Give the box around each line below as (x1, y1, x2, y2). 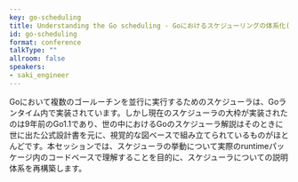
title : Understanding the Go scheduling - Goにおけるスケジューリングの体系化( (9, 21, 291, 30)
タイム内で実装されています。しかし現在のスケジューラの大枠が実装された (16, 107, 288, 118)
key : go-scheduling (9, 12, 82, 22)
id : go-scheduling (9, 29, 77, 38)
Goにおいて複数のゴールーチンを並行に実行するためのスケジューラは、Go (9, 96, 279, 107)
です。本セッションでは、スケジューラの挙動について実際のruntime (24, 140, 270, 151)
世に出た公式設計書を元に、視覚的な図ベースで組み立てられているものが (9, 130, 274, 140)
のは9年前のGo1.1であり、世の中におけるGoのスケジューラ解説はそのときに (9, 118, 284, 129)
